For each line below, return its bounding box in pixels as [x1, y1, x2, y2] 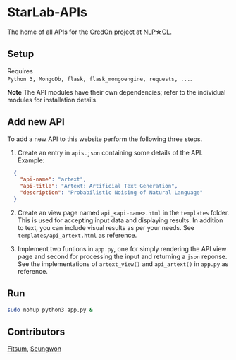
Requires [7, 66, 33, 75]
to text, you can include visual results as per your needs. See [17, 223, 195, 232]
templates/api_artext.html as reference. [17, 231, 137, 239]
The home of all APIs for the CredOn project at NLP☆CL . [7, 28, 173, 36]
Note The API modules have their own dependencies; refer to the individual [7, 88, 226, 96]
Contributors [7, 326, 66, 338]
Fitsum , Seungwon [7, 344, 62, 353]
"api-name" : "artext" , [20, 176, 87, 184]
